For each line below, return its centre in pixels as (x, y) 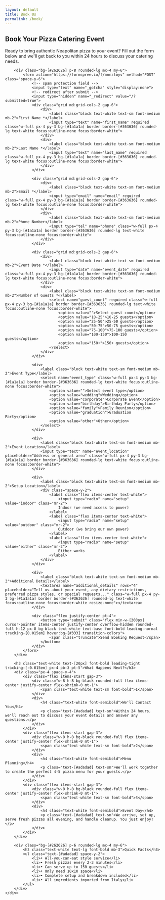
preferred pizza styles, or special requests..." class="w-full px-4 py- (83, 594)
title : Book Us (21, 14)
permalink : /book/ (24, 19)
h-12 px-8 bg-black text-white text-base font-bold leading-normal (87, 629)
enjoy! (147, 819)
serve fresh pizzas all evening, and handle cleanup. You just (72, 819)
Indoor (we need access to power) (94, 508)
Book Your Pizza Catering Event (55, 39)
